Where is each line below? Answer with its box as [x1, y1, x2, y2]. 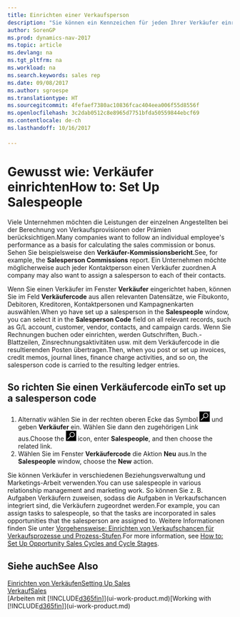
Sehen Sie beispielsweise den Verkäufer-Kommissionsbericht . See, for [7, 248, 218, 256]
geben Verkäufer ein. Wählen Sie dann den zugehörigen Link [17, 423, 199, 431]
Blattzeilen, [7, 338, 41, 346]
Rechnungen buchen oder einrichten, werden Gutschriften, [7, 330, 181, 338]
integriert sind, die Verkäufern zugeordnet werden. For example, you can [7, 501, 220, 510]
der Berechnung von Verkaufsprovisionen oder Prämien [7, 225, 171, 234]
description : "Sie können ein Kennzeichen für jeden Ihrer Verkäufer [7, 19, 219, 26]
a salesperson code [7, 392, 97, 404]
